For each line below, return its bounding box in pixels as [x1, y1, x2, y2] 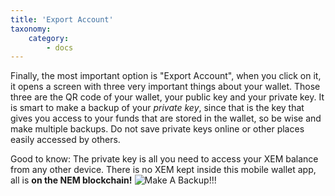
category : [28, 33, 70, 43]
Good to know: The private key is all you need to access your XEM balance [10, 153, 319, 165]
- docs [46, 42, 74, 53]
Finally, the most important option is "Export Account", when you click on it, [10, 70, 322, 82]
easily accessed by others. [10, 134, 121, 146]
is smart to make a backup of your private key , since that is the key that [10, 102, 305, 114]
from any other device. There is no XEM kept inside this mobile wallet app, [10, 164, 317, 176]
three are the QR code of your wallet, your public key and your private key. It [10, 91, 325, 103]
